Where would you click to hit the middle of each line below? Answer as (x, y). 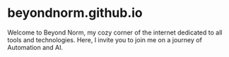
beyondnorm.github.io (75, 13)
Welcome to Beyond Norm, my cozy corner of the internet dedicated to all (115, 32)
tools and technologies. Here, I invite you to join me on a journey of (105, 39)
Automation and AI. (35, 47)
